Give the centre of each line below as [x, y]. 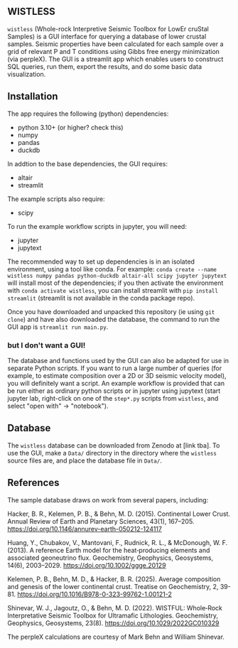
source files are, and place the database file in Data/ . [85, 460]
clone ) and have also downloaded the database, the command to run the [114, 319]
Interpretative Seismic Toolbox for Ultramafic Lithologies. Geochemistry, [113, 615]
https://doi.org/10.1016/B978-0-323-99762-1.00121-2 [94, 594]
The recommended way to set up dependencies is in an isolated [101, 261]
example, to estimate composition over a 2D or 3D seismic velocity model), [117, 375]
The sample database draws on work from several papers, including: [108, 499]
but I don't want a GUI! [47, 345]
